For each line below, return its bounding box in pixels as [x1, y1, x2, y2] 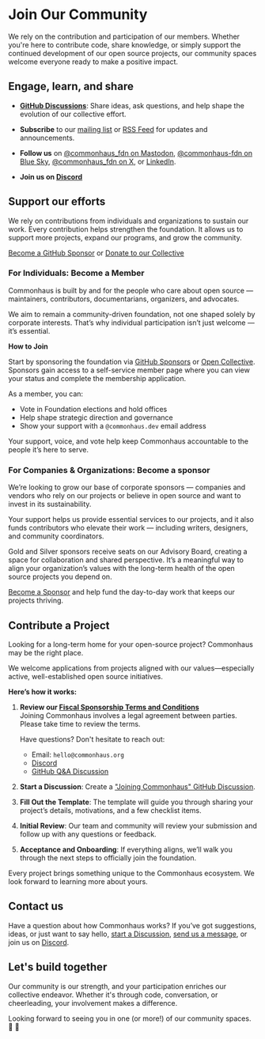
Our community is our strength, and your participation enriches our [8, 981, 227, 991]
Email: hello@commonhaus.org [31, 750, 125, 759]
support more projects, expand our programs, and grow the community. [8, 232, 243, 242]
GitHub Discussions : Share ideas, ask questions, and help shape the [19, 100, 245, 110]
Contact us [8, 900, 64, 913]
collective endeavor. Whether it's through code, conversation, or [8, 990, 218, 999]
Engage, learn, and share [8, 80, 134, 93]
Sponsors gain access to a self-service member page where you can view [8, 365, 251, 375]
